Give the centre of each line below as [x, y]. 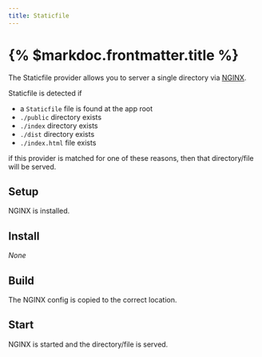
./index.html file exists [58, 142]
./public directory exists [61, 117]
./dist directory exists [57, 134]
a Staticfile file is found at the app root [86, 108]
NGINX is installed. [39, 211]
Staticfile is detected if [45, 93]
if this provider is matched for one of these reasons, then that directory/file [131, 158]
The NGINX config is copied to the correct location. [93, 300]
